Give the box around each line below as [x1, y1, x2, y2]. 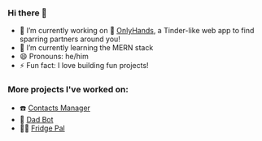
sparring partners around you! [19, 34, 121, 44]
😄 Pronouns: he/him [19, 52, 89, 62]
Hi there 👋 [7, 7, 48, 19]
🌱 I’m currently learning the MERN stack [19, 43, 154, 53]
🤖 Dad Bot [19, 114, 54, 124]
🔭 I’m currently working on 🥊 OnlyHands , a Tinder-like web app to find [19, 26, 255, 36]
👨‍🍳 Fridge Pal [19, 123, 66, 133]
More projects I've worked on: [7, 84, 129, 96]
